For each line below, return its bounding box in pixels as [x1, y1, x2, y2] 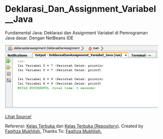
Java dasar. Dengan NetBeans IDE [5, 35, 74, 41]
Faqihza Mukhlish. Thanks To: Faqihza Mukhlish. [5, 128, 102, 134]
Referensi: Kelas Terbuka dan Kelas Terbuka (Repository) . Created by [5, 123, 144, 129]
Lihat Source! [5, 113, 32, 120]
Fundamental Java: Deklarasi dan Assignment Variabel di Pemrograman [5, 30, 148, 35]
